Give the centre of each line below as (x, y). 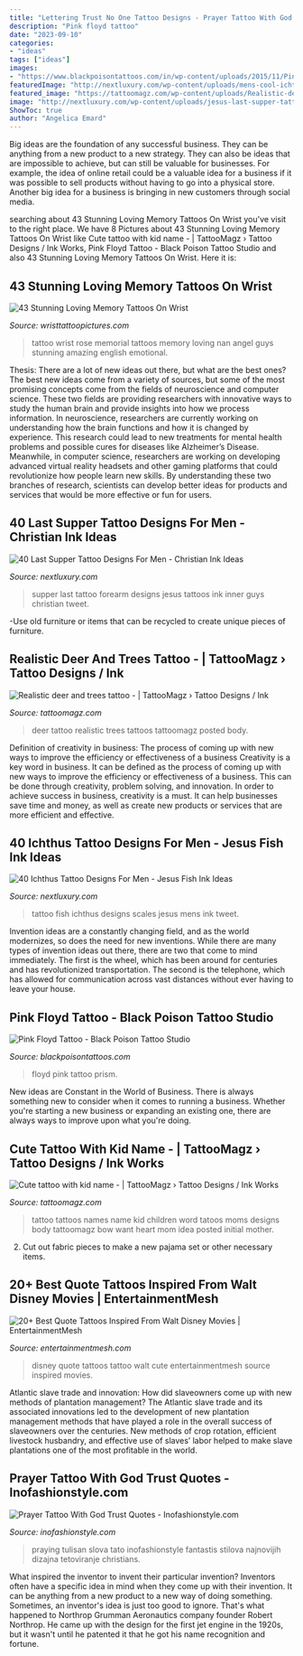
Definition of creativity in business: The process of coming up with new (142, 747)
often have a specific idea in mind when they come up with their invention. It (151, 1586)
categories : (32, 43)
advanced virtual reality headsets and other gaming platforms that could (143, 465)
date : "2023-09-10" (46, 34)
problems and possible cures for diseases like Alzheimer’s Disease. (134, 446)
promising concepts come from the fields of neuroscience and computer (144, 388)
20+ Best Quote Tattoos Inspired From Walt (133, 1285)
